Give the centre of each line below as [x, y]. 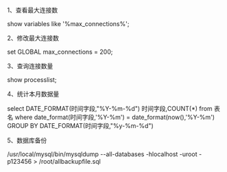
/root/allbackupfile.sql [70, 161]
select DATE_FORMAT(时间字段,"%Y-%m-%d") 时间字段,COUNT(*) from [110, 108]
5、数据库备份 [27, 140]
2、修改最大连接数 [33, 38]
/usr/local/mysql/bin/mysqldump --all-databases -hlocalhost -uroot [102, 154]
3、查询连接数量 [30, 66]
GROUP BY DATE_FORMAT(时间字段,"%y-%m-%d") [81, 126]
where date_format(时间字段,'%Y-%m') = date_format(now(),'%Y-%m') [115, 117]
